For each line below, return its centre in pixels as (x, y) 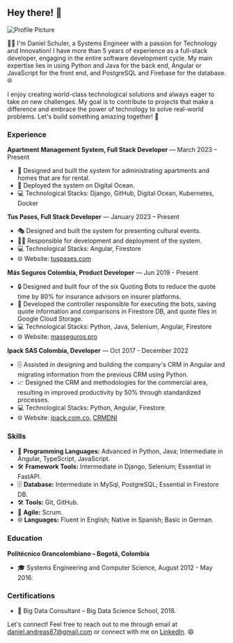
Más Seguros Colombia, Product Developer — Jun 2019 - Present (103, 273)
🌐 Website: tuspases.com (54, 259)
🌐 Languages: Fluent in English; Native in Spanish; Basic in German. (115, 520)
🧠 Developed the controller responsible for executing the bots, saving (116, 304)
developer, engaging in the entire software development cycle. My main (110, 58)
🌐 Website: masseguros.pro (57, 337)
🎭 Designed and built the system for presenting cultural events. (109, 231)
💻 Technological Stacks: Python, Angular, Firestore (91, 408)
